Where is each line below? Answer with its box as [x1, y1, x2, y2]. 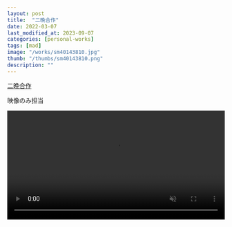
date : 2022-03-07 [7, 23, 57, 30]
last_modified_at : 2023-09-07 [7, 29, 95, 37]
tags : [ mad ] [7, 42, 41, 49]
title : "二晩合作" [7, 17, 59, 24]
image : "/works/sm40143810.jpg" [7, 49, 100, 56]
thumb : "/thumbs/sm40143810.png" [7, 55, 104, 62]
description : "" [7, 62, 54, 69]
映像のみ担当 [7, 96, 43, 105]
